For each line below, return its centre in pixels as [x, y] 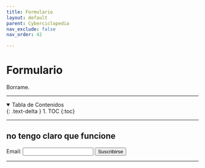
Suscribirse [111, 151]
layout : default [27, 18]
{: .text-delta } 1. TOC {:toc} [41, 111]
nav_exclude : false [31, 29]
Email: [14, 151]
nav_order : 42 [24, 35]
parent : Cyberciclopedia [38, 23]
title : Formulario [30, 12]
